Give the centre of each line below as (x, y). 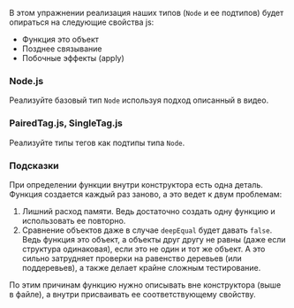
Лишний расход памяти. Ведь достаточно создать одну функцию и (148, 211)
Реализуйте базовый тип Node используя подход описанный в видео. (139, 100)
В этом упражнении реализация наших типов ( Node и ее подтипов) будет (147, 13)
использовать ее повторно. (74, 220)
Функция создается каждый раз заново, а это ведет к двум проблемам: (146, 194)
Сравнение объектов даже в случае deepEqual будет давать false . (147, 230)
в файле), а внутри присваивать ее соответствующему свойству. (132, 294)
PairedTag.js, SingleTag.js (66, 123)
